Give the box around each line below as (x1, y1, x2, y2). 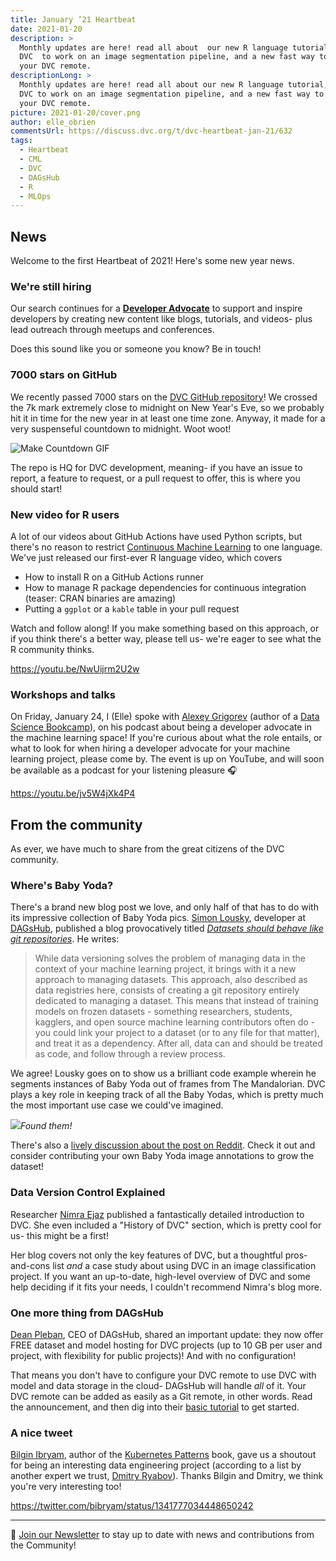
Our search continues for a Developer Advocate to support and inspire (10, 302, 303, 315)
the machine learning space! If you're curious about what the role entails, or (10, 732, 323, 744)
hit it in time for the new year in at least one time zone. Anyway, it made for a (10, 412, 326, 424)
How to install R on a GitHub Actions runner (24, 571, 204, 583)
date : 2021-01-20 (10, 24, 83, 34)
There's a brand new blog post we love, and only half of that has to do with (10, 901, 319, 913)
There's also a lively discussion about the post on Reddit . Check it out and (10, 1139, 316, 1151)
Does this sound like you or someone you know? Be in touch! (10, 343, 262, 355)
